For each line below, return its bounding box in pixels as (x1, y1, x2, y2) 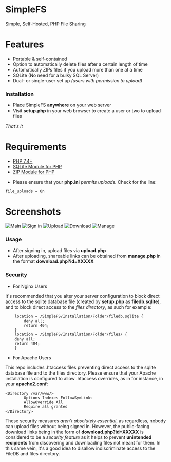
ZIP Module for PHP (12, 169, 55, 175)
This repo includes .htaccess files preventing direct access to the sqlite (5, 364, 156, 370)
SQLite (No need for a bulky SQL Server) (12, 72, 99, 78)
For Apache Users (12, 354, 51, 361)
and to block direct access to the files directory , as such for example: (5, 304, 152, 310)
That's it (5, 123, 23, 129)
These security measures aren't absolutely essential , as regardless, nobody (5, 418, 166, 424)
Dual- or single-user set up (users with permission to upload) (12, 77, 143, 83)
